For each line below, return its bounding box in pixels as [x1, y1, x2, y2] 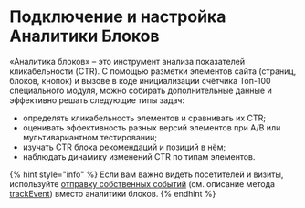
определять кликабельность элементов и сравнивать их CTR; [22, 112, 267, 123]
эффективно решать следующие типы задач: [9, 94, 185, 106]
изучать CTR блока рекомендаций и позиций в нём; [22, 141, 226, 152]
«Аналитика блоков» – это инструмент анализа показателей [9, 56, 246, 67]
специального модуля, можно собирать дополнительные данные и [9, 85, 272, 96]
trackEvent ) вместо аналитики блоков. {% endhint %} [9, 188, 216, 199]
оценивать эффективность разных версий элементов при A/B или [22, 121, 281, 133]
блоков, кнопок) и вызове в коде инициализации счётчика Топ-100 [9, 75, 271, 86]
